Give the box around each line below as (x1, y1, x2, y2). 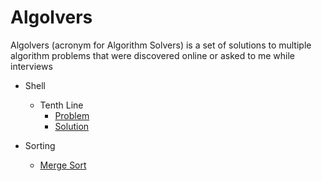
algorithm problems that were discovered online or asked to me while (10, 49, 296, 61)
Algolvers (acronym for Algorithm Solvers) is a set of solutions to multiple (10, 39, 312, 51)
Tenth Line (39, 99, 84, 111)
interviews (10, 60, 53, 72)
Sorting (24, 139, 56, 151)
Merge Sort (39, 159, 87, 171)
